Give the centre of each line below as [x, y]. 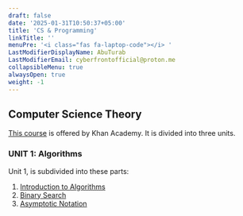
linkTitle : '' [32, 38]
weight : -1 [26, 82]
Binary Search [43, 195]
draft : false [30, 15]
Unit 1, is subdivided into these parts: [69, 171]
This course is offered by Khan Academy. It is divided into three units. [122, 133]
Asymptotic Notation [53, 203]
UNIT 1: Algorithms [45, 154]
